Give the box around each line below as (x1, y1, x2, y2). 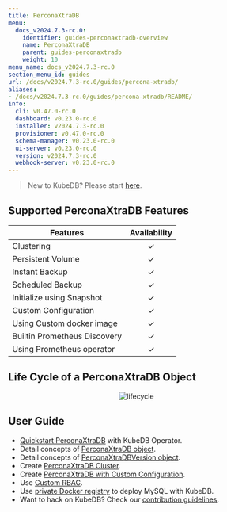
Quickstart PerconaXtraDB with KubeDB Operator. (19, 435, 183, 445)
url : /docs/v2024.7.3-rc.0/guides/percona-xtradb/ (8, 78, 179, 86)
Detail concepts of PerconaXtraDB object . (19, 444, 157, 453)
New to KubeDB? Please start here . (27, 181, 142, 190)
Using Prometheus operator (12, 343, 115, 354)
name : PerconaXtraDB (22, 41, 90, 49)
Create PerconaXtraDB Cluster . (19, 460, 121, 470)
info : (8, 100, 26, 108)
